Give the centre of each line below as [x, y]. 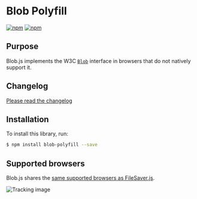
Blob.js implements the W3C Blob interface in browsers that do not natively [99, 61]
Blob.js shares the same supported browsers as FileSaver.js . [81, 178]
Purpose [22, 46]
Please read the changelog [40, 101]
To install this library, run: [37, 134]
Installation [28, 119]
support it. [19, 67]
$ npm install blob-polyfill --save [52, 145]
